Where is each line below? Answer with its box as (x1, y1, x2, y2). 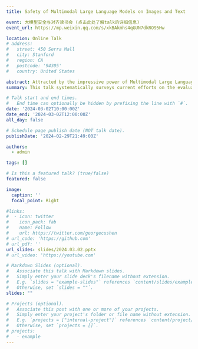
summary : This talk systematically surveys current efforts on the (6, 84, 176, 90)
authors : (6, 144, 28, 150)
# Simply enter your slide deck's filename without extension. (6, 274, 170, 280)
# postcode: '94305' (6, 62, 62, 68)
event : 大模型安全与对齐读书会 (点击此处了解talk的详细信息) (6, 19, 140, 25)
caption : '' (11, 192, 41, 198)
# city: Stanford (6, 52, 54, 58)
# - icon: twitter (6, 213, 54, 220)
